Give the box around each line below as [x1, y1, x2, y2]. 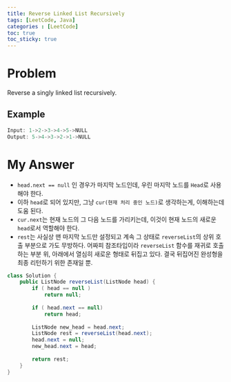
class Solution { [7, 272, 57, 279]
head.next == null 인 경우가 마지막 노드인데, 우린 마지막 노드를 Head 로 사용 [17, 181, 222, 189]
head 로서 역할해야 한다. [17, 224, 80, 232]
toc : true [7, 29, 36, 37]
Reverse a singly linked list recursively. [7, 89, 117, 97]
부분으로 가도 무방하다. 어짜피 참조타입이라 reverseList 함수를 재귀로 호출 [24, 241, 224, 249]
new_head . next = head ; [32, 343, 97, 350]
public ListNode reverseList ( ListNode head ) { [19, 278, 156, 286]
